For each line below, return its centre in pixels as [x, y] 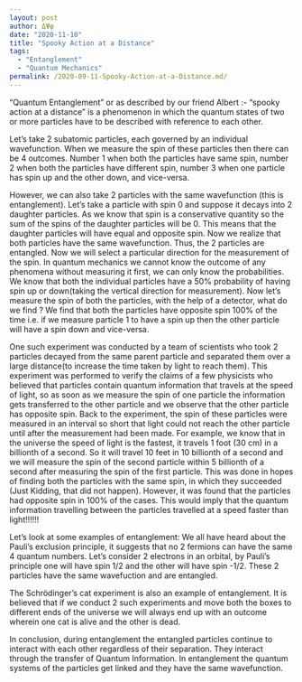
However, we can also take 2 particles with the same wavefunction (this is [146, 194]
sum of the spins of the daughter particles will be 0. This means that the [143, 223]
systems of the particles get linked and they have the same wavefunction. [146, 668]
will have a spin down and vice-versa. [79, 329]
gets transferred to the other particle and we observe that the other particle [149, 404]
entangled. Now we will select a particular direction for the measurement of [150, 252]
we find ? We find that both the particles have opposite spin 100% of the [143, 310]
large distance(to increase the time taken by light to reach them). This [138, 366]
